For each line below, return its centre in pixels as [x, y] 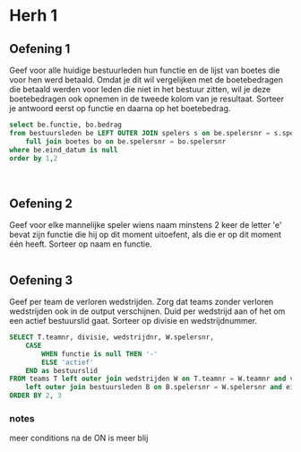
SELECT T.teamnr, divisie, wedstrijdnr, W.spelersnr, [112, 337]
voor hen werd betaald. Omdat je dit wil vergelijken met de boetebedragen [146, 80]
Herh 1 [34, 16]
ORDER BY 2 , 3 [36, 395]
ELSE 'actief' [68, 362]
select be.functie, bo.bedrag [66, 125]
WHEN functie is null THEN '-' [100, 354]
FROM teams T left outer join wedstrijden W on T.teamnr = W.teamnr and [148, 379]
